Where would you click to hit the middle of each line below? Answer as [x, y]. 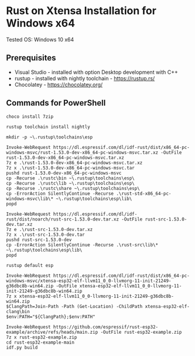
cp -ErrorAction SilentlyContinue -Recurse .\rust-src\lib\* [82, 245]
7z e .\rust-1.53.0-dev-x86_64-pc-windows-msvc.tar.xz [74, 162]
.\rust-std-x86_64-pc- [144, 194]
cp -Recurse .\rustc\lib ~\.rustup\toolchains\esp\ [70, 183]
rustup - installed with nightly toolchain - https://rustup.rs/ [85, 78]
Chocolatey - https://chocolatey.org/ [59, 84]
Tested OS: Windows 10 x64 [40, 39]
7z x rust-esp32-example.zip [42, 337]
